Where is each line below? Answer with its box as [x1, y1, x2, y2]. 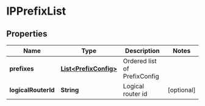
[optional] [167, 86, 196, 94]
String [60, 86, 79, 94]
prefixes [9, 65, 35, 72]
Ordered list [123, 57, 157, 65]
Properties [6, 29, 48, 39]
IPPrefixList [6, 4, 67, 18]
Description [124, 47, 160, 55]
